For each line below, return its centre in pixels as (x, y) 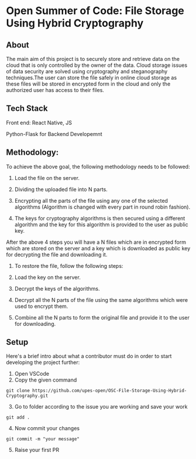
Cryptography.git (27, 396)
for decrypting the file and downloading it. (57, 254)
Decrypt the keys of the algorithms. (57, 288)
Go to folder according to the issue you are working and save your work (101, 407)
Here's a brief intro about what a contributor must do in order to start (89, 356)
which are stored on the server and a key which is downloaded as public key (98, 248)
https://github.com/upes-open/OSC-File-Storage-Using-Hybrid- (109, 391)
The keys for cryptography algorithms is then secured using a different (100, 218)
